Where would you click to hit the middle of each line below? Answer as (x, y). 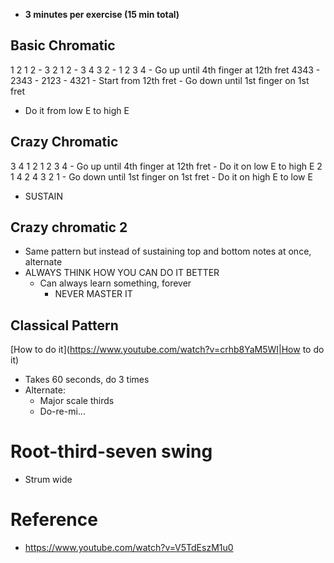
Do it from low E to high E (77, 110)
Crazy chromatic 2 (69, 227)
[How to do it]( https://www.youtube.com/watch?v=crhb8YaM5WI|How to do (167, 350)
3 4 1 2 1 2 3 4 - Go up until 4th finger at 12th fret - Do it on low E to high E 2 (166, 166)
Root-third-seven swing (111, 451)
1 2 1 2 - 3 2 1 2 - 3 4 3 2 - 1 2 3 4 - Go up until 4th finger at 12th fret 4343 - (165, 70)
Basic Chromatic (63, 45)
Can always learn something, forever (115, 283)
